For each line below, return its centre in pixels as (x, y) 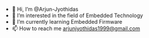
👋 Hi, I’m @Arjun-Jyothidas (45, 9)
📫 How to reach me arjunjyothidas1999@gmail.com (76, 28)
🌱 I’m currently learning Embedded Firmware (67, 22)
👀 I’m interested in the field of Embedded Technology (77, 15)
